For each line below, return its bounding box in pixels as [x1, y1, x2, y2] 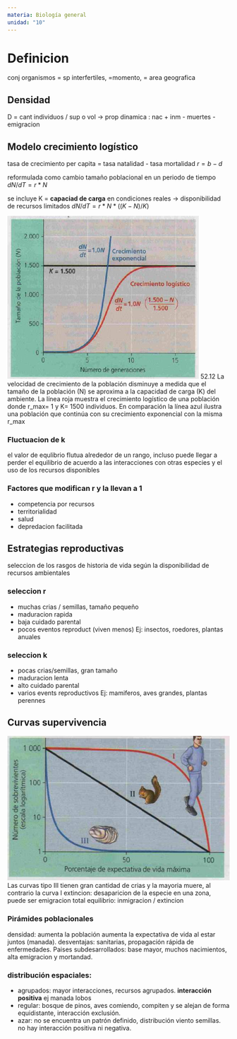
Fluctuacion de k [7, 434, 66, 444]
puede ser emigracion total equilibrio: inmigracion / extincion [7, 896, 184, 905]
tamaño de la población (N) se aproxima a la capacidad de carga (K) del [7, 387, 217, 396]
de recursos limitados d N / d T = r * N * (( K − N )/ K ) [7, 202, 150, 210]
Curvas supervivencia [7, 717, 107, 729]
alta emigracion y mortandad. [7, 952, 93, 961]
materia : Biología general [7, 11, 87, 18]
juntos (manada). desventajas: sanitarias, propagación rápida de [7, 937, 194, 946]
